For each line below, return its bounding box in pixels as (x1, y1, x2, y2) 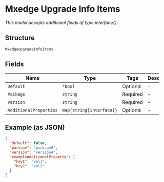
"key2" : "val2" (14, 163, 45, 168)
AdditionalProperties (7, 107, 58, 113)
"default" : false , (9, 141, 47, 146)
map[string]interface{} (62, 107, 118, 113)
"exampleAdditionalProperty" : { (9, 154, 76, 159)
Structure (5, 34, 35, 42)
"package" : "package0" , (9, 145, 58, 150)
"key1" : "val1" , (14, 159, 47, 164)
